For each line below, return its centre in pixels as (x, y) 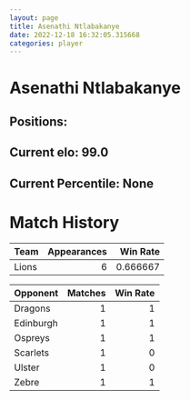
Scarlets (32, 353)
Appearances (77, 251)
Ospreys (32, 337)
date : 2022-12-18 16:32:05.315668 (75, 35)
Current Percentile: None (82, 183)
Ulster (27, 367)
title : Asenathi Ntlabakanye (65, 26)
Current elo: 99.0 (59, 152)
